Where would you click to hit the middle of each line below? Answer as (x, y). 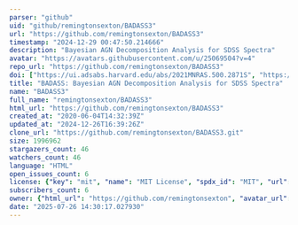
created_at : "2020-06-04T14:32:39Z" (77, 116)
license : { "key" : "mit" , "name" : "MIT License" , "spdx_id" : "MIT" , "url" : (150, 182)
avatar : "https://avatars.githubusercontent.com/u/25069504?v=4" (132, 58)
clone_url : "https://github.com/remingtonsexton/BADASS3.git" (126, 133)
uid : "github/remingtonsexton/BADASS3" (83, 26)
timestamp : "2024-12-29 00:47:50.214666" (87, 42)
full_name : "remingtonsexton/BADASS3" (81, 100)
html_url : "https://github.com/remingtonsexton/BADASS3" (117, 108)
